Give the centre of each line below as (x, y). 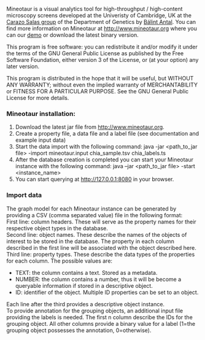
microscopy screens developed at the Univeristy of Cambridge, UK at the (99, 15)
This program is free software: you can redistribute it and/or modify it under (102, 47)
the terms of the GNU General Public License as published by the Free (95, 53)
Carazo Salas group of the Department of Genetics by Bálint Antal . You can (101, 22)
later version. (23, 66)
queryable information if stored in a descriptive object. (84, 285)
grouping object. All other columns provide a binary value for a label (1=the (101, 323)
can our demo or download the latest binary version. (73, 35)
